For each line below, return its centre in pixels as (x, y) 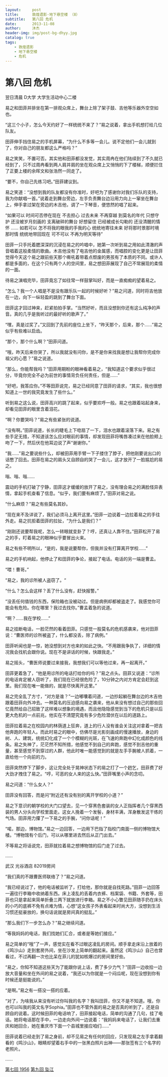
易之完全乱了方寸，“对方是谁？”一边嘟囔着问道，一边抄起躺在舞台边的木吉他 (84, 696)
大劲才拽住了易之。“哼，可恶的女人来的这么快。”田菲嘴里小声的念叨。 (76, 774)
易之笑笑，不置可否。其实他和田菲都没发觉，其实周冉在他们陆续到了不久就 (82, 158)
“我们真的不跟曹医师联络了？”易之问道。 (47, 877)
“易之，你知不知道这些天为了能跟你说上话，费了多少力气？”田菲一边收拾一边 (84, 967)
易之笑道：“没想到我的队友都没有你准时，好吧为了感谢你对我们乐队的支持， (83, 192)
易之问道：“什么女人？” (29, 785)
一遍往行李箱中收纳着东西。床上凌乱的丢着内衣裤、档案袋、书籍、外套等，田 (84, 894)
